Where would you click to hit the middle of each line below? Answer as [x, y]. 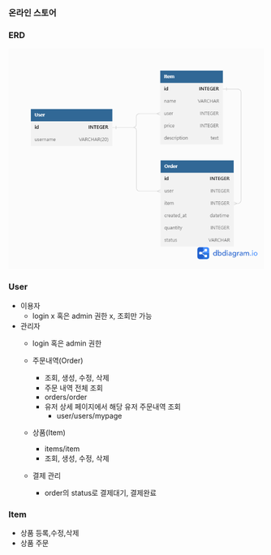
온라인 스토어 [32, 12]
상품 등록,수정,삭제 [49, 533]
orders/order [66, 397]
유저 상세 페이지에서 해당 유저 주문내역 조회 [112, 407]
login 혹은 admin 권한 [67, 343]
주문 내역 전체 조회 [74, 388]
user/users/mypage [89, 415]
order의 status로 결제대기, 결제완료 [100, 493]
